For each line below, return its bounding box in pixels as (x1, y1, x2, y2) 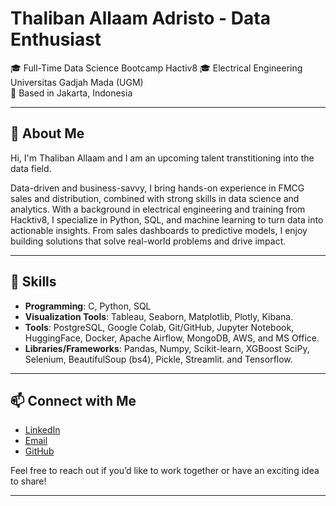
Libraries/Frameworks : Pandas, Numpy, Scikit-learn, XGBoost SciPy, (24, 342, 310, 354)
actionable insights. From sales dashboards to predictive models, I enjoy (10, 224, 308, 236)
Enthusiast (10, 28, 102, 51)
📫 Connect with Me (10, 392, 137, 409)
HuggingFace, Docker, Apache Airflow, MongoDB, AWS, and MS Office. (24, 332, 320, 344)
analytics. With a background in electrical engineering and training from (10, 203, 306, 215)
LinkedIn (24, 424, 61, 436)
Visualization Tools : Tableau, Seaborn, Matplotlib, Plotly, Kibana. (24, 310, 294, 322)
